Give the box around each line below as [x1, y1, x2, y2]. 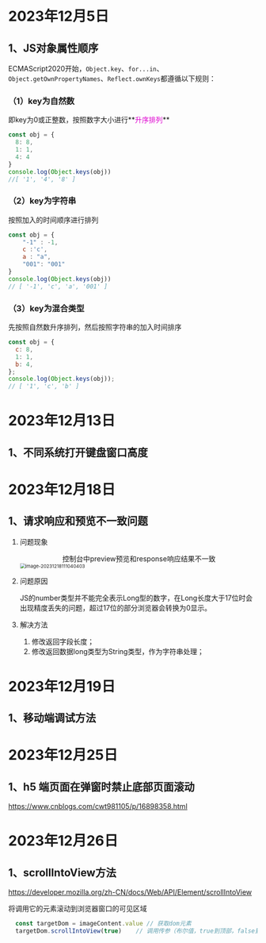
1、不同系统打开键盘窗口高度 [8, 445, 149, 459]
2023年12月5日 [8, 7, 109, 25]
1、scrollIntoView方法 [8, 866, 116, 879]
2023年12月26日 [8, 832, 119, 850]
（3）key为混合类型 [8, 302, 85, 314]
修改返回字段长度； [31, 637, 95, 646]
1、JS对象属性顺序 [8, 41, 99, 55]
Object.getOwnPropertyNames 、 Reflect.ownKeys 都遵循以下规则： [8, 74, 216, 83]
